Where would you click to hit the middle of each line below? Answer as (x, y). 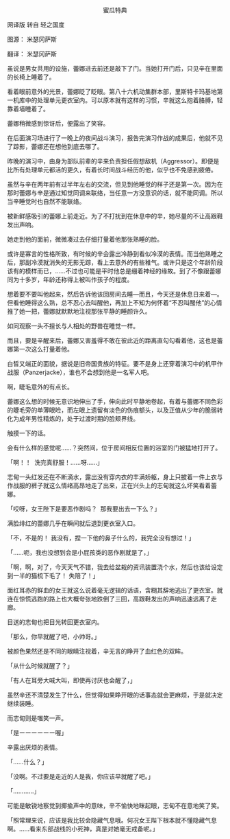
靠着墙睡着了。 (28, 109)
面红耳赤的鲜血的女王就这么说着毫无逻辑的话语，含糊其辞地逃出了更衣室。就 (115, 590)
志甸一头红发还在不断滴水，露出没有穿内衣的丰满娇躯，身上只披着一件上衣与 (115, 477)
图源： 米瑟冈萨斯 (32, 39)
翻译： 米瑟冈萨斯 (32, 54)
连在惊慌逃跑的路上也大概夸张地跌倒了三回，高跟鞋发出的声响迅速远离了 (109, 599)
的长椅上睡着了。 (31, 77)
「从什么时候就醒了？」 (40, 666)
